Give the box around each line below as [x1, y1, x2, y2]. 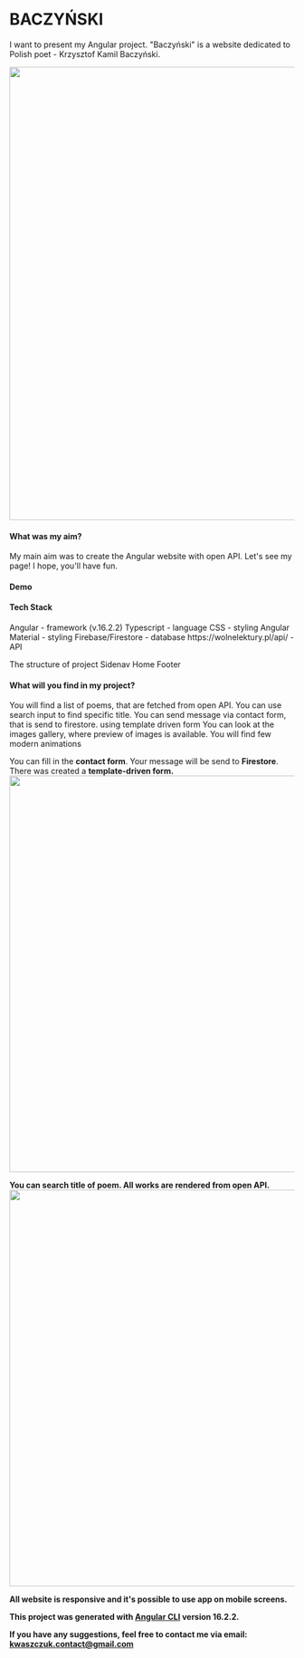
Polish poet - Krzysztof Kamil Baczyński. [9, 48, 161, 59]
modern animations [9, 739, 81, 750]
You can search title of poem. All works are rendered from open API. [9, 1179, 270, 1191]
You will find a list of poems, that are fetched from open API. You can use [9, 700, 282, 711]
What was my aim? [9, 530, 82, 541]
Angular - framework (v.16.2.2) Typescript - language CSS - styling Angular [9, 622, 290, 633]
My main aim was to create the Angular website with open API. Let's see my [9, 551, 292, 562]
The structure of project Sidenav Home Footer [9, 658, 181, 670]
